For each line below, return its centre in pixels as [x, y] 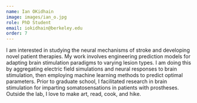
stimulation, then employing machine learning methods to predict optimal [95, 75]
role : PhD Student [29, 22]
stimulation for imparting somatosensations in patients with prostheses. [93, 88]
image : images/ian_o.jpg [36, 17]
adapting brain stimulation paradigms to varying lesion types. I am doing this [98, 63]
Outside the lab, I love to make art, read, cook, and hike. [74, 94]
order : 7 [17, 34]
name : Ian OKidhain [30, 11]
